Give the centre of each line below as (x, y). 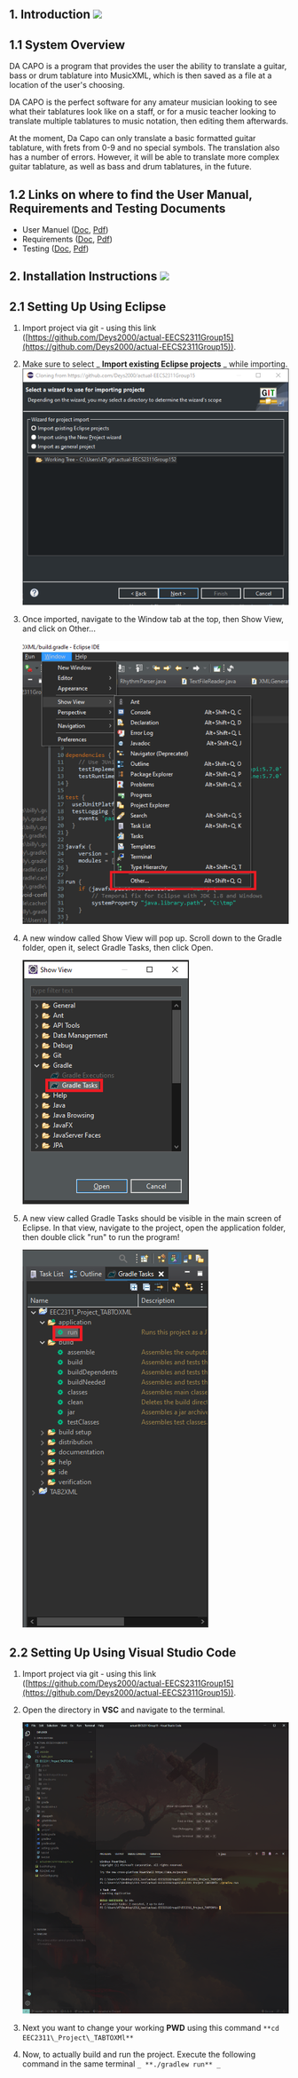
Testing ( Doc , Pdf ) (55, 249)
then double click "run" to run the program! (101, 1237)
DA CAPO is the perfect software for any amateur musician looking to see (143, 102)
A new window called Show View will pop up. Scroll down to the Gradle (152, 938)
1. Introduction (50, 15)
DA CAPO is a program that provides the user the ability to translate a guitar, (148, 67)
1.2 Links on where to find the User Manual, (131, 194)
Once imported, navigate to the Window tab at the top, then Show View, (153, 619)
